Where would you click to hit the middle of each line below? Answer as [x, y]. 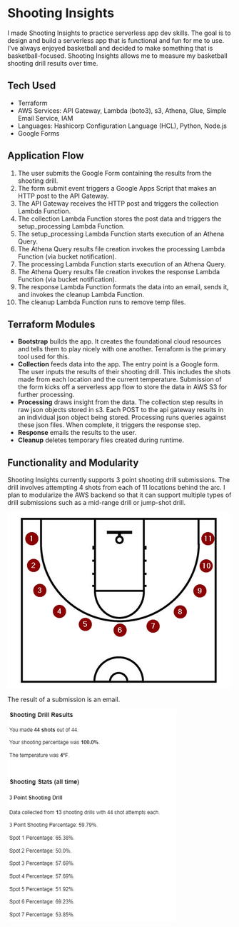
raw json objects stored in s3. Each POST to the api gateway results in [121, 410]
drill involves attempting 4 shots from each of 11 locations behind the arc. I [117, 488]
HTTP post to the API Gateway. [63, 196]
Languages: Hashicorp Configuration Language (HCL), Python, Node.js [122, 126]
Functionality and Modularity [73, 462]
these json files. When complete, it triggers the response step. [109, 425]
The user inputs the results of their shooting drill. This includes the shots [124, 372]
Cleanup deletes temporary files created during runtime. [101, 440]
